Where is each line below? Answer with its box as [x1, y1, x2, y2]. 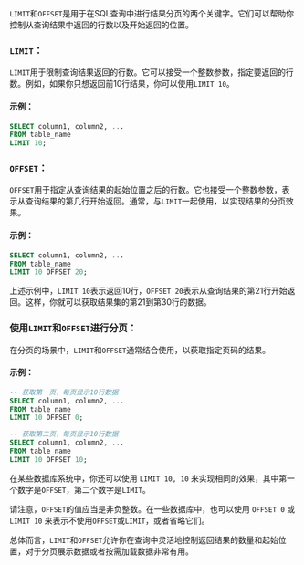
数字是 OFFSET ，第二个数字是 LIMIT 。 [16, 484, 151, 495]
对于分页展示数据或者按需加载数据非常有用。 [25, 546, 194, 557]
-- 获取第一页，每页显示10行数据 [9, 387, 119, 397]
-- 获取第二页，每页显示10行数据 [9, 430, 119, 439]
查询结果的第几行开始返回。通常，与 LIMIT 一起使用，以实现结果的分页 [25, 195, 286, 207]
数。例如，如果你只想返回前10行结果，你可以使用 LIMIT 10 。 [9, 78, 235, 89]
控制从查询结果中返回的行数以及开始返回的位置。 [9, 19, 194, 30]
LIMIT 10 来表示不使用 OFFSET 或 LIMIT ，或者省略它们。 [9, 515, 210, 526]
